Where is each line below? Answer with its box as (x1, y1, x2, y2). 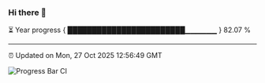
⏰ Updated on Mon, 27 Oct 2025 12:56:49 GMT (8, 51, 163, 60)
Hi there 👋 (8, 7, 47, 18)
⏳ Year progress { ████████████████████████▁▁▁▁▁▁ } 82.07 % (8, 25, 251, 34)
